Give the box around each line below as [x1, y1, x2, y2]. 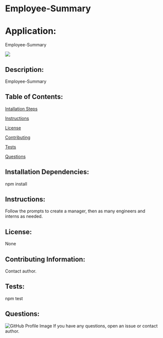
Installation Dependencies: [5, 168, 89, 176]
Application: [5, 26, 56, 37]
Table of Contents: [5, 93, 63, 101]
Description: [5, 65, 44, 74]
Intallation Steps [5, 105, 38, 111]
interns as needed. [5, 213, 43, 219]
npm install [5, 181, 27, 187]
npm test [5, 295, 23, 301]
